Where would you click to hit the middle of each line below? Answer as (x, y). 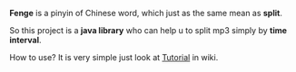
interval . (25, 40)
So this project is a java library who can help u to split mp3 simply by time (148, 30)
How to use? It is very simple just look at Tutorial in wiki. (114, 57)
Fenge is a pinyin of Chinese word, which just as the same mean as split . (146, 13)
